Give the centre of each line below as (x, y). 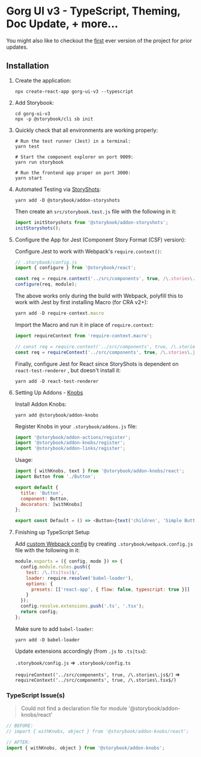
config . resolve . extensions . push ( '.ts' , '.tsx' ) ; (82, 606)
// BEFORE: (20, 726)
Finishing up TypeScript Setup (52, 532)
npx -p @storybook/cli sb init (54, 119)
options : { (40, 584)
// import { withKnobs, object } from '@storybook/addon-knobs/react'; (97, 731)
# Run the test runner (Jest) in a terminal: (73, 141)
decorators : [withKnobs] (52, 504)
